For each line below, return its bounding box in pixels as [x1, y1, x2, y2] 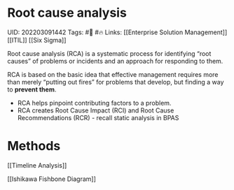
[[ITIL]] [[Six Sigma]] [7, 36, 67, 44]
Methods [7, 138, 61, 154]
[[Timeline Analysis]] [7, 161, 67, 169]
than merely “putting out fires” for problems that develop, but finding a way [7, 78, 224, 86]
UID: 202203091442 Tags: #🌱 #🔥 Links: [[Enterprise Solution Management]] [7, 28, 228, 36]
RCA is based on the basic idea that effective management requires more [7, 70, 219, 78]
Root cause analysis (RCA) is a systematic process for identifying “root [7, 49, 212, 57]
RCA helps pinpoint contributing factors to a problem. [17, 98, 172, 107]
